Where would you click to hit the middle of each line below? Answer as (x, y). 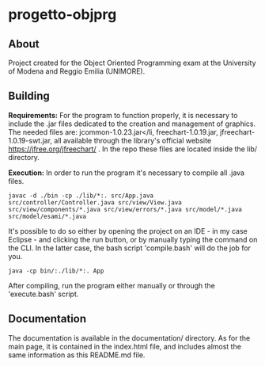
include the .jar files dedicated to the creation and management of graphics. (132, 124)
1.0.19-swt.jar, (30, 140)
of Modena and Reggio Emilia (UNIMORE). (77, 71)
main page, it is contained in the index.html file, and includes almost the (125, 346)
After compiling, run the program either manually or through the (112, 285)
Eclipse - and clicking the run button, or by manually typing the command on (133, 239)
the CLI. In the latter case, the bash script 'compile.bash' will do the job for (130, 248)
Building (29, 96)
